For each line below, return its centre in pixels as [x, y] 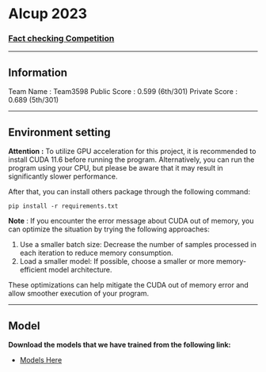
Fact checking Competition [61, 39]
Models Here [41, 359]
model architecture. [80, 270]
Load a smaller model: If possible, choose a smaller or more [117, 261]
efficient [33, 270]
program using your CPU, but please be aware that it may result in [116, 168]
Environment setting [59, 132]
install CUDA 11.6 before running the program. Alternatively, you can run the [131, 160]
